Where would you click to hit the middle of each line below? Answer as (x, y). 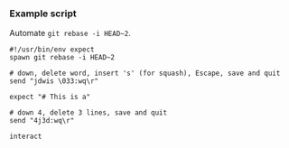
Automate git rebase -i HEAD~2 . (70, 33)
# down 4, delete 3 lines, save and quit (89, 113)
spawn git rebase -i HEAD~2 (62, 58)
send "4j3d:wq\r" (42, 121)
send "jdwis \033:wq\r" (54, 81)
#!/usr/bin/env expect (52, 50)
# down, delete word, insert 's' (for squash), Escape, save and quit (145, 74)
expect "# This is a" (50, 97)
